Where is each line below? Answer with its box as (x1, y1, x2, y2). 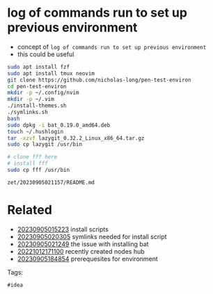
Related (7, 202, 52, 218)
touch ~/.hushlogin (7, 128, 64, 135)
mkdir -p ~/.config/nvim (7, 89, 79, 97)
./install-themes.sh (7, 102, 68, 109)
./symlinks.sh (7, 109, 49, 116)
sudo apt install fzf (7, 63, 70, 70)
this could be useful (17, 50, 74, 58)
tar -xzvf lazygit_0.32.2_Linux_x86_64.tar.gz (7, 134, 145, 142)
